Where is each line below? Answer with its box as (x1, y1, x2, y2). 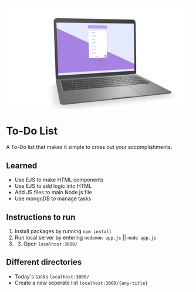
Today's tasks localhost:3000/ (14, 273, 90, 280)
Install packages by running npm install (14, 228, 112, 235)
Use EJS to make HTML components (14, 176, 104, 184)
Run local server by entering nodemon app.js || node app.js (14, 234, 157, 241)
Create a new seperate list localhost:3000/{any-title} (14, 279, 148, 286)
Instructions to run (6, 212, 76, 222)
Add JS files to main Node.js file (14, 189, 92, 196)
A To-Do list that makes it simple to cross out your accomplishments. (6, 144, 173, 151)
